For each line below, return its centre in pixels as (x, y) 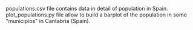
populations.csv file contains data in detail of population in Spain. (87, 9)
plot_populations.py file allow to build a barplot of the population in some (96, 15)
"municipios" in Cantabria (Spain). (48, 21)
